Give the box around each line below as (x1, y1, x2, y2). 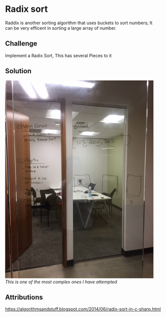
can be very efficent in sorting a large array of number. (5, 25, 117, 31)
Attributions (5, 293, 43, 301)
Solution (5, 67, 32, 75)
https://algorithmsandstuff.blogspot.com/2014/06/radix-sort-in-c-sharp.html (5, 306, 161, 312)
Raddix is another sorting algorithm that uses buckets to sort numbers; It (5, 20, 153, 26)
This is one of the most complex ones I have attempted (5, 278, 118, 285)
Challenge (5, 40, 38, 48)
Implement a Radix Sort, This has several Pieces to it (5, 52, 112, 58)
